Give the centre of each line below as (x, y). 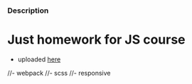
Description (28, 11)
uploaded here (39, 59)
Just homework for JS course (97, 40)
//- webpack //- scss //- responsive (59, 73)
